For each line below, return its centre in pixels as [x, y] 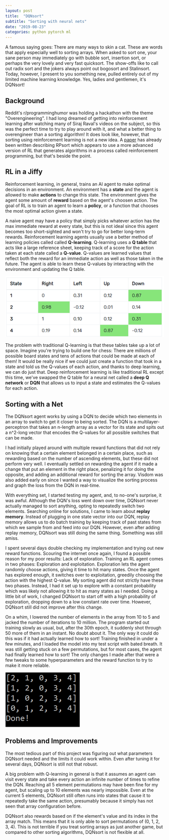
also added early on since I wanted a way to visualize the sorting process [81, 480]
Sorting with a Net [34, 404]
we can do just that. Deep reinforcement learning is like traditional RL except [84, 372]
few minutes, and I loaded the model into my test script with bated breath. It [84, 644]
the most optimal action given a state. [44, 211]
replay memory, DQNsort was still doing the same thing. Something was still [84, 533]
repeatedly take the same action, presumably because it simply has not [79, 801]
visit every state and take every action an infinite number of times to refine [82, 779]
